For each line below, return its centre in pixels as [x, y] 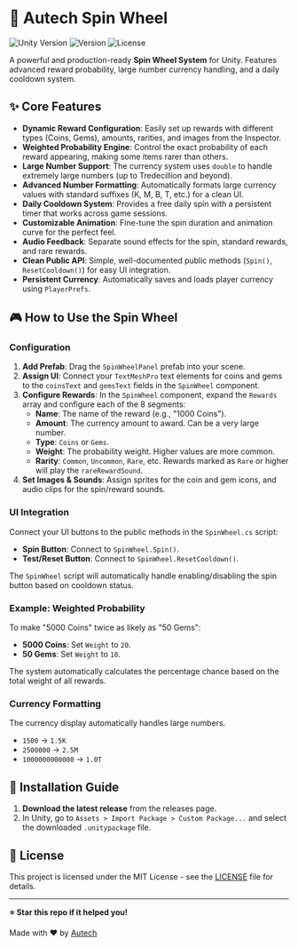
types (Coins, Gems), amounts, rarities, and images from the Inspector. [152, 138]
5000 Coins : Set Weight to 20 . [76, 645]
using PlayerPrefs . [56, 289]
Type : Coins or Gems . [72, 442]
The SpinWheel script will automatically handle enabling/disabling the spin [143, 576]
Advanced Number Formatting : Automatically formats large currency [149, 185]
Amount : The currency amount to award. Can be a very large [147, 423]
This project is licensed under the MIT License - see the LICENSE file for [141, 876]
